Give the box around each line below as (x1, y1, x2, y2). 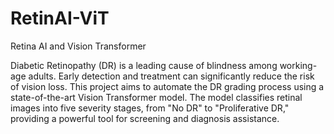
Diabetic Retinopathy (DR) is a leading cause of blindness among (10, 59, 278, 71)
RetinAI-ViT (10, 7, 110, 30)
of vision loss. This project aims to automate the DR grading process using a (10, 80, 325, 92)
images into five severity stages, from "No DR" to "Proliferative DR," (10, 102, 290, 114)
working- (279, 59, 318, 71)
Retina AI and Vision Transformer (10, 40, 147, 52)
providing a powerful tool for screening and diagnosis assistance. (10, 112, 280, 124)
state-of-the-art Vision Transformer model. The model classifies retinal (10, 91, 303, 103)
